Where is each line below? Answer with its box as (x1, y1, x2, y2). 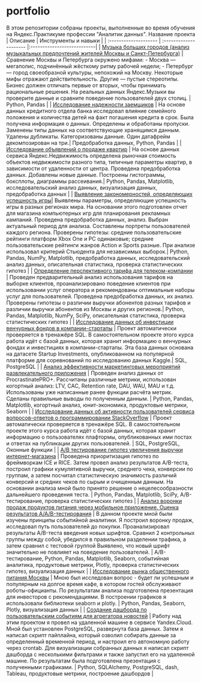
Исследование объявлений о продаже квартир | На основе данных (6, 146, 180, 153)
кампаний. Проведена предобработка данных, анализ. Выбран (6, 215, 169, 223)
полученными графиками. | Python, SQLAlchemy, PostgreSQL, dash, (6, 663, 179, 670)
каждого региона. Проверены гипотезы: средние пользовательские (6, 229, 182, 236)
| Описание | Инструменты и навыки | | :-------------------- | (6, 37, 161, 44)
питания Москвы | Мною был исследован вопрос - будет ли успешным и (6, 573, 194, 581)
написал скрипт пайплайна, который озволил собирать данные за (6, 631, 176, 638)
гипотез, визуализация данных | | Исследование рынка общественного (6, 567, 190, 575)
